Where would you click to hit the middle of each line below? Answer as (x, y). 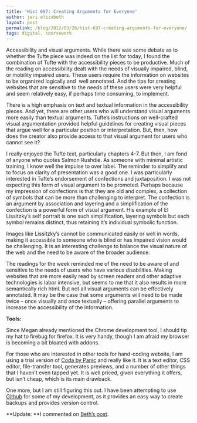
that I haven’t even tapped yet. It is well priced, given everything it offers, (94, 373)
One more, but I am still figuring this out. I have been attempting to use (91, 390)
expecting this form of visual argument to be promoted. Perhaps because (95, 185)
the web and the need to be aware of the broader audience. (78, 252)
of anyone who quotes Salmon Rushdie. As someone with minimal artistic (95, 160)
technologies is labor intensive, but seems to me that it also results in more (96, 283)
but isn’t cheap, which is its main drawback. (59, 379)
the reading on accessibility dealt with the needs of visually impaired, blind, (97, 69)
